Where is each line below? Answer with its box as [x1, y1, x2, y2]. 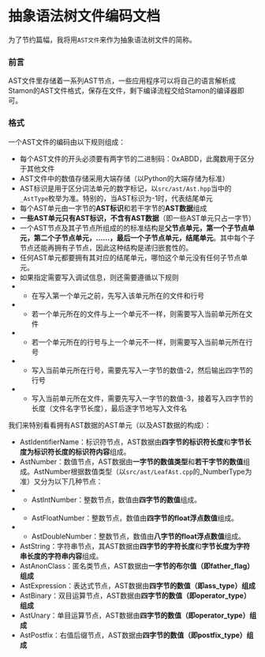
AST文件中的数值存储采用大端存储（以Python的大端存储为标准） [19, 173, 230, 183]
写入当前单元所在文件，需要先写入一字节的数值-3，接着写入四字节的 [31, 393, 254, 403]
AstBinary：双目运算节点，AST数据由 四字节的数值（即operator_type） [19, 591, 251, 600]
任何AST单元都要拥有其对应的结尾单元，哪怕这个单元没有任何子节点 [19, 252, 241, 262]
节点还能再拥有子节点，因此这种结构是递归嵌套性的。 [19, 243, 193, 252]
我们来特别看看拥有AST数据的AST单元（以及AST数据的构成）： [8, 420, 211, 429]
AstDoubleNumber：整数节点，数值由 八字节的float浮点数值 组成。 [31, 531, 246, 541]
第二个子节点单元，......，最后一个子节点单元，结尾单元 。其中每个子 [33, 232, 255, 242]
